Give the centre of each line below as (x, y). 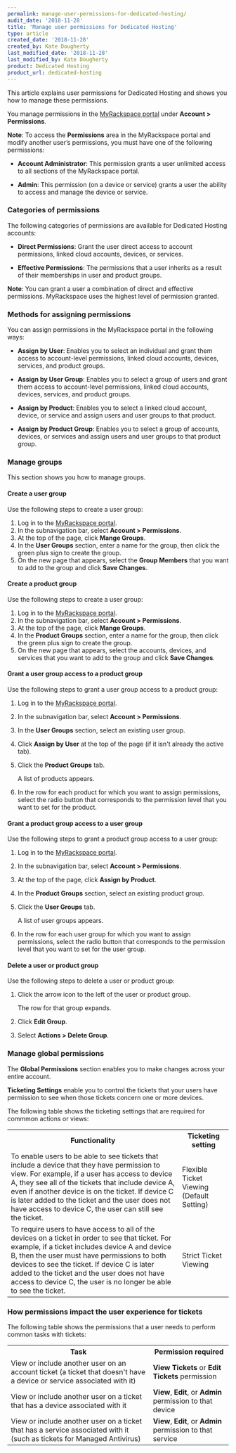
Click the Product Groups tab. (61, 765)
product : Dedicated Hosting (48, 66)
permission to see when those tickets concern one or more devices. (106, 1097)
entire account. (29, 1076)
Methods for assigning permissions (69, 314)
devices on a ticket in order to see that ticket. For (91, 1238)
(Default (196, 1196)
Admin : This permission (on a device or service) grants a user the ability (122, 184)
